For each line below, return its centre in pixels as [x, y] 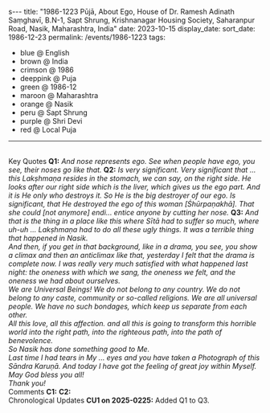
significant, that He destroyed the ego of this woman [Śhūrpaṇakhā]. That [131, 204]
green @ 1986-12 [48, 87]
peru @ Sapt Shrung [54, 112]
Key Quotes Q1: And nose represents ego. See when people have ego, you [132, 161]
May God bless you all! [46, 374]
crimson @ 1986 [47, 70]
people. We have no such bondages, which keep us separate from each [128, 306]
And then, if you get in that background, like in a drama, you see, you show [133, 247]
